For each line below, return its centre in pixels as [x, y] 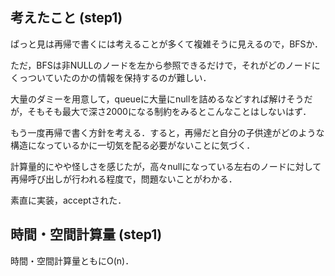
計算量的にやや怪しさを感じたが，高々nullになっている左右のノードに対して [166, 166]
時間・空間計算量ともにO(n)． [72, 260]
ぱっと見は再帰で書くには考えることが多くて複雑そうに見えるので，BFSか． [166, 44]
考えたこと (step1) [66, 18]
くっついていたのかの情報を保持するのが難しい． [111, 77]
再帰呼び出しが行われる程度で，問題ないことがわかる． [124, 179]
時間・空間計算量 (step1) [86, 234]
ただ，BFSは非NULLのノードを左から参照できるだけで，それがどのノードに [165, 65]
